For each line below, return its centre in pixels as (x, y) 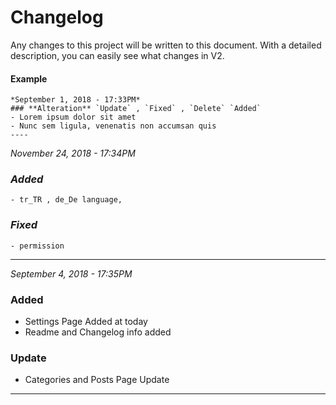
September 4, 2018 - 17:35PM (71, 273)
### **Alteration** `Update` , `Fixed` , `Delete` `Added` (136, 109)
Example (29, 78)
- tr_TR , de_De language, (66, 200)
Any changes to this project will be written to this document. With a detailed (166, 45)
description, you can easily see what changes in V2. (117, 55)
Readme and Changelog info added (98, 332)
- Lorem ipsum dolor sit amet (73, 117)
